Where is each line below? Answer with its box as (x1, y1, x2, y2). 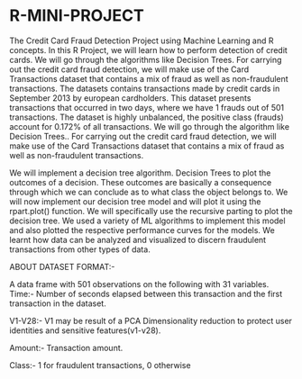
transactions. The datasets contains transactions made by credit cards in (9, 83, 280, 94)
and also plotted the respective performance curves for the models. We (9, 224, 275, 235)
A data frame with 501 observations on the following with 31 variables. (9, 278, 270, 289)
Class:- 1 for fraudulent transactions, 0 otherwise (9, 359, 191, 370)
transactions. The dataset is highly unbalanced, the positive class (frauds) (9, 112, 284, 122)
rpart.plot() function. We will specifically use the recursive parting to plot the (9, 205, 293, 216)
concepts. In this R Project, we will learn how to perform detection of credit (9, 44, 288, 55)
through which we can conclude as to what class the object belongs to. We (9, 186, 288, 197)
